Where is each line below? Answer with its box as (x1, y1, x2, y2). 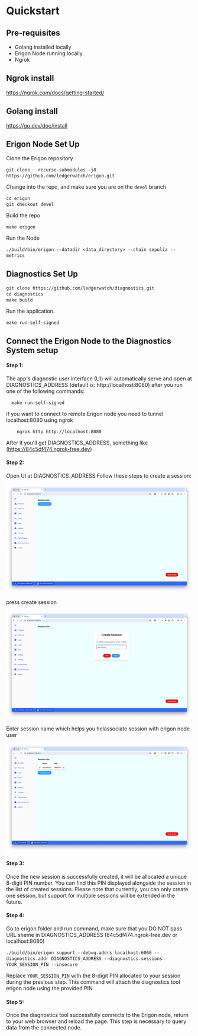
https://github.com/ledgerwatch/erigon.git (6, 173, 115, 179)
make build (6, 297, 33, 303)
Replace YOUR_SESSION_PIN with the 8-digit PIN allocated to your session (6, 972, 181, 979)
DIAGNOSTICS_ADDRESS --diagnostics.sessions (51, 955, 163, 962)
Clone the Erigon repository (6, 155, 73, 162)
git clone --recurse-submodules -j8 (6, 167, 96, 173)
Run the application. (6, 307, 55, 315)
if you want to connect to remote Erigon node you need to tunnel (6, 410, 164, 417)
